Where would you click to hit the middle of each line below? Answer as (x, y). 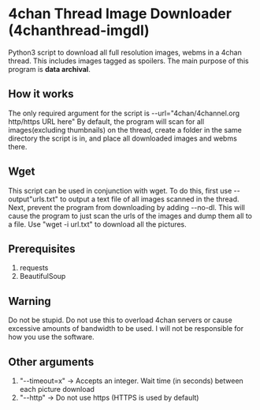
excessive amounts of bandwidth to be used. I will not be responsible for (126, 329)
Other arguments (51, 361)
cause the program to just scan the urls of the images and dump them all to (130, 216)
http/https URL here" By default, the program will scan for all (106, 121)
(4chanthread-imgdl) (79, 30)
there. (18, 146)
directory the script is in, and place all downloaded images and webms (123, 138)
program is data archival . (49, 69)
